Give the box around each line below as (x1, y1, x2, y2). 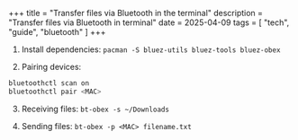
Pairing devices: (21, 62, 82, 72)
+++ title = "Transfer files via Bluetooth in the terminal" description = (8, 8, 263, 18)
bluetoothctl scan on (8, 79, 90, 88)
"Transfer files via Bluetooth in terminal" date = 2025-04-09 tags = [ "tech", (8, 17, 290, 28)
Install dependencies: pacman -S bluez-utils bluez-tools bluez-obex (21, 44, 281, 55)
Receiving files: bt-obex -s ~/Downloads (21, 103, 170, 114)
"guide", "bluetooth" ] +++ (8, 27, 106, 37)
